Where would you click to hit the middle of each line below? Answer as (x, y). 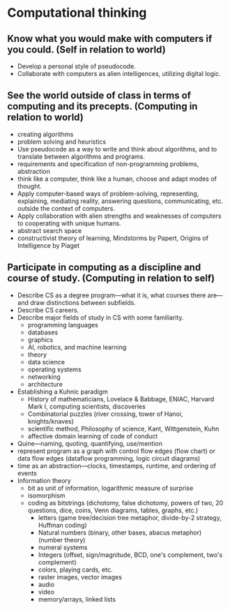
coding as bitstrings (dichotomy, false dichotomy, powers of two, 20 (125, 503)
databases (43, 332)
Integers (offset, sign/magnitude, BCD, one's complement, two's (130, 555)
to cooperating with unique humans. (69, 223)
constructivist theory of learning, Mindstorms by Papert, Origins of (113, 238)
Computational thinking (77, 13)
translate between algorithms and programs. (81, 156)
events (27, 473)
